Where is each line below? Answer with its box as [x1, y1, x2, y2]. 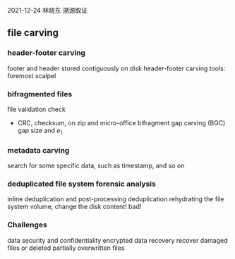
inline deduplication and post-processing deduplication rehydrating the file [7, 195, 224, 203]
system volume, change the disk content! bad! [7, 203, 142, 211]
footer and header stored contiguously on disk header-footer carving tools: [7, 64, 226, 72]
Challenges [7, 220, 47, 230]
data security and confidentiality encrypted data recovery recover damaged [7, 236, 228, 244]
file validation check [7, 105, 66, 113]
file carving [7, 27, 59, 39]
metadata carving [7, 145, 70, 155]
